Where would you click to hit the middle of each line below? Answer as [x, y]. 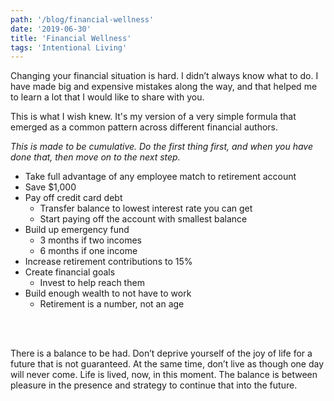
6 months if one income [88, 251]
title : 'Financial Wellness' [71, 38]
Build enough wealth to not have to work [108, 293]
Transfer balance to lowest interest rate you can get [146, 208]
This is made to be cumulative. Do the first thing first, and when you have [161, 147]
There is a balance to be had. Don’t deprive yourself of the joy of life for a [161, 353]
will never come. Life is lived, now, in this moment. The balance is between [164, 375]
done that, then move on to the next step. [95, 157]
